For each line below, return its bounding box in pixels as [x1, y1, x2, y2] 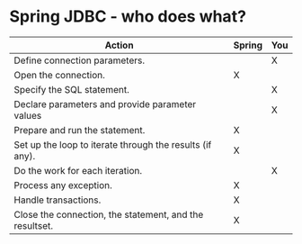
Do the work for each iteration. [13, 164, 142, 176]
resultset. [13, 219, 54, 231]
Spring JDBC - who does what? [9, 6, 247, 27]
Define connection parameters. [13, 54, 146, 67]
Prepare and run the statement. [13, 123, 146, 136]
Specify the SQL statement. [13, 83, 130, 95]
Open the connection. [13, 68, 105, 81]
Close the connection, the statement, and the [13, 208, 204, 221]
